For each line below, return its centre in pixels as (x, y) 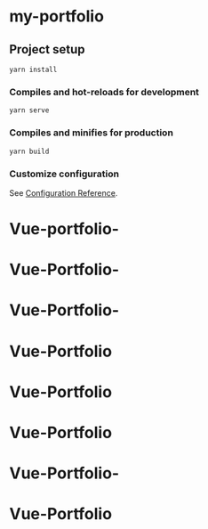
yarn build (29, 151)
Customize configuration (64, 174)
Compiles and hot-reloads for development (104, 92)
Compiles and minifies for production (91, 133)
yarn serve (29, 110)
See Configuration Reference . (64, 192)
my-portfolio (57, 16)
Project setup (48, 49)
